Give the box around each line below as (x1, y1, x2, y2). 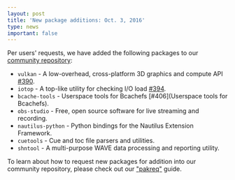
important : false (7, 29, 58, 37)
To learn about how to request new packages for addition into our (7, 158, 197, 166)
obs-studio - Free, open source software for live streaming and (17, 107, 199, 115)
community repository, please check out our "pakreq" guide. (7, 165, 182, 173)
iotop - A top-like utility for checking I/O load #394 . (17, 84, 166, 93)
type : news (7, 23, 39, 30)
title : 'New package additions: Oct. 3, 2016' (7, 17, 145, 24)
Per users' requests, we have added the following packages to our (7, 49, 199, 57)
